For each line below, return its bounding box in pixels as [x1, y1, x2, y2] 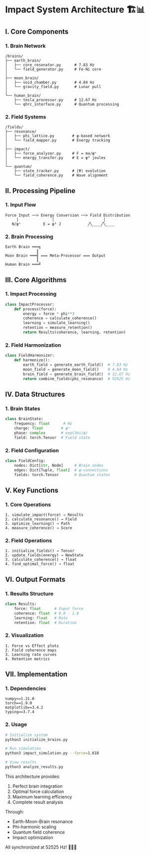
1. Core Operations [5, 501, 51, 508]
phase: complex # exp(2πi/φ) [14, 430, 88, 435]
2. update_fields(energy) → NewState [5, 553, 84, 558]
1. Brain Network [5, 42, 46, 49]
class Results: [5, 601, 37, 607]
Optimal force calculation [12, 788, 64, 794]
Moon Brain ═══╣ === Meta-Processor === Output [5, 253, 106, 258]
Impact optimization [12, 834, 53, 840]
